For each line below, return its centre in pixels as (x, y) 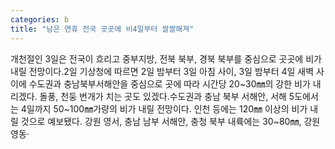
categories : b (40, 19)
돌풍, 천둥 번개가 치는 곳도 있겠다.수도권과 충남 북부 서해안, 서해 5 (167, 96)
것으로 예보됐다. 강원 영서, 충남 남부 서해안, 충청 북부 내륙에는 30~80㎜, (161, 121)
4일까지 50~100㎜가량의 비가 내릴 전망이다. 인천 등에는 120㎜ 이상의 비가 (164, 108)
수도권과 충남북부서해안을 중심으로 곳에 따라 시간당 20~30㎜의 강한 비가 (169, 83)
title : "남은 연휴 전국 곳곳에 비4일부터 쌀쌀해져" (102, 29)
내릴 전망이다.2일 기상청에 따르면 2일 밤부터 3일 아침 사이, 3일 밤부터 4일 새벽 (162, 71)
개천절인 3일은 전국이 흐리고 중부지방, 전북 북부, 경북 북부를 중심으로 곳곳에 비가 (166, 58)
